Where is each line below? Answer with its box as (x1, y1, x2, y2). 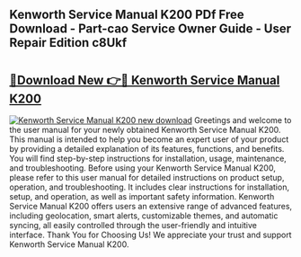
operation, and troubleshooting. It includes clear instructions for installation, (9, 182, 290, 192)
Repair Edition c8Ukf (9, 35, 128, 50)
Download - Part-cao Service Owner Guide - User (9, 22, 292, 37)
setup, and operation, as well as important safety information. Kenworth (9, 191, 275, 201)
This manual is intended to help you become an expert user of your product (9, 134, 289, 145)
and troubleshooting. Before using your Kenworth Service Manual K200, (9, 163, 276, 173)
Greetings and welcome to (194, 115, 292, 125)
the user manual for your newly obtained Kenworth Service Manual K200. (9, 125, 281, 135)
